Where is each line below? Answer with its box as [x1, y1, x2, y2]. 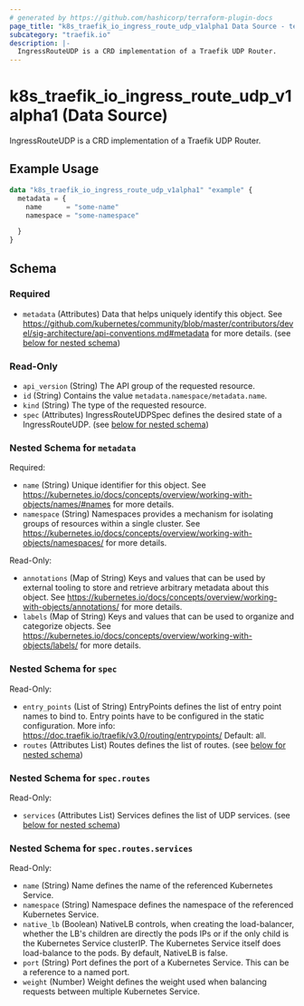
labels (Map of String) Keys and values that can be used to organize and [22, 611, 295, 622]
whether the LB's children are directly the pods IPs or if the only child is [22, 928, 290, 939]
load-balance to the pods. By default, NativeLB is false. [22, 948, 229, 959]
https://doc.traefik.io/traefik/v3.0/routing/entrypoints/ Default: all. [22, 730, 267, 740]
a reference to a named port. [22, 967, 130, 978]
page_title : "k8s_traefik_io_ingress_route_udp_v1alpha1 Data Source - [9, 22, 285, 31]
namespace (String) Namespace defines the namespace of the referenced [22, 899, 294, 911]
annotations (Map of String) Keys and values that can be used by [22, 573, 266, 584]
